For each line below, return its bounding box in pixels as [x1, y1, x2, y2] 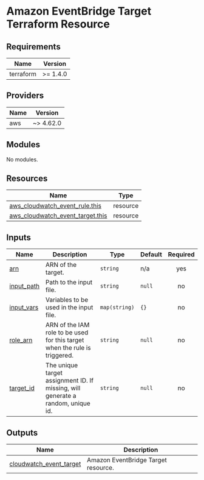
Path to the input [45, 278, 93, 287]
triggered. [45, 351, 74, 360]
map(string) [100, 304, 135, 311]
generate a [45, 392, 76, 400]
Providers [6, 90, 44, 101]
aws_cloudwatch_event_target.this [9, 211, 107, 220]
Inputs [6, 232, 32, 242]
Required [168, 250, 195, 259]
